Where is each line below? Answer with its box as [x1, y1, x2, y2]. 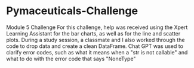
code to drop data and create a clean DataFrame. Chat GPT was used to [6, 43, 184, 50]
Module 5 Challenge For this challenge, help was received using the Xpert [6, 24, 188, 31]
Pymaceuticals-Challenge [6, 4, 138, 18]
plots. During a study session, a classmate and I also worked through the [6, 36, 185, 43]
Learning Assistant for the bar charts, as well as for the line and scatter [6, 30, 181, 37]
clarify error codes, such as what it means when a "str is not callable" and [6, 48, 188, 56]
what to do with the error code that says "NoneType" [6, 55, 136, 62]
